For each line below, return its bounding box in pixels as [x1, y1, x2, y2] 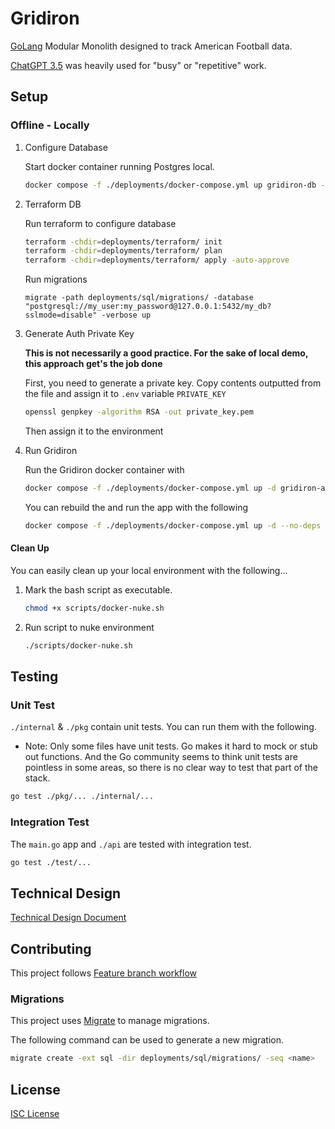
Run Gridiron [24, 445, 78, 456]
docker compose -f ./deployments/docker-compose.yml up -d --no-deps [24, 520, 322, 531]
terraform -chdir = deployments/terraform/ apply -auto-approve [24, 255, 290, 266]
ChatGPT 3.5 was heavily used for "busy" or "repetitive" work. [10, 59, 267, 71]
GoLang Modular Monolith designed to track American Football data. [10, 40, 293, 52]
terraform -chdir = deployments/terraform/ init [24, 237, 223, 247]
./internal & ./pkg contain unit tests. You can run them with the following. [10, 721, 317, 733]
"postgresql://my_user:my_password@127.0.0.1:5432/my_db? [24, 302, 272, 312]
